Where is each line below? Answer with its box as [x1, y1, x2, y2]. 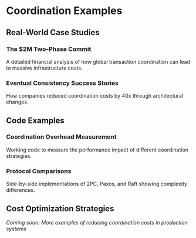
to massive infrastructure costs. [6, 64, 83, 71]
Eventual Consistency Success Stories [6, 79, 119, 87]
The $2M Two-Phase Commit [6, 45, 92, 53]
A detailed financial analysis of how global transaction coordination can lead [6, 58, 191, 65]
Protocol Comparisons [6, 167, 72, 175]
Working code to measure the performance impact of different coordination [6, 146, 189, 153]
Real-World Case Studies [6, 27, 100, 37]
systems [6, 225, 26, 232]
